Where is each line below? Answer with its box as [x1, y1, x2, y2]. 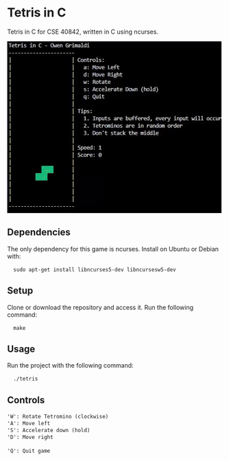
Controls [7, 394, 45, 406]
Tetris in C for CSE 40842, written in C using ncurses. [7, 27, 159, 36]
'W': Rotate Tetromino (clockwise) [7, 414, 109, 420]
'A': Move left [7, 420, 51, 427]
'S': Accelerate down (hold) [7, 427, 91, 434]
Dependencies [7, 227, 71, 238]
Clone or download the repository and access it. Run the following [7, 303, 194, 311]
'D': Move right [7, 434, 53, 441]
